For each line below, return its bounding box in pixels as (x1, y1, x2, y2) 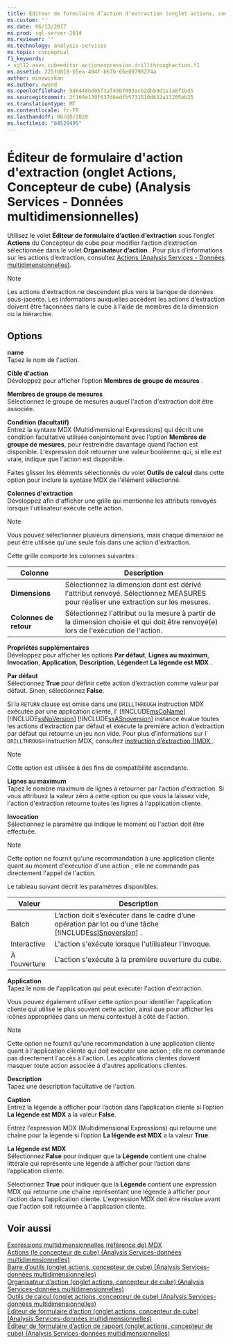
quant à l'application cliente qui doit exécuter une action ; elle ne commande (7, 1046, 225, 1055)
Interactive (10, 939, 46, 949)
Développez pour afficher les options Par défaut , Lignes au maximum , (7, 651, 209, 660)
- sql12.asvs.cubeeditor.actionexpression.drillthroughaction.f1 (7, 62, 200, 69)
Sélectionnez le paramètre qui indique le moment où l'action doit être (7, 820, 205, 829)
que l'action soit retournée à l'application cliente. (7, 1203, 147, 1211)
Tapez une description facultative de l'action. (7, 1083, 137, 1091)
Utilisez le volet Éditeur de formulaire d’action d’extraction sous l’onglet (7, 232, 215, 240)
